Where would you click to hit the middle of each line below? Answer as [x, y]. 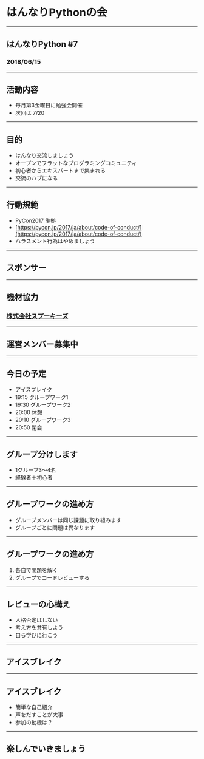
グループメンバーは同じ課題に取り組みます [68, 520]
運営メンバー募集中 [42, 344]
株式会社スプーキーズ [37, 316]
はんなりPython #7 [42, 44]
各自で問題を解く [36, 570]
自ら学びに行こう [36, 635]
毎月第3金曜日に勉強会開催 [49, 105]
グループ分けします [42, 454]
